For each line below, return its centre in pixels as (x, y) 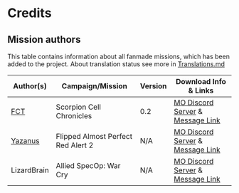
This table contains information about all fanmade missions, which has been (118, 56)
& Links (201, 90)
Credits (30, 13)
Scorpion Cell (79, 107)
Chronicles (74, 116)
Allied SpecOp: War (88, 166)
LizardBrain (30, 170)
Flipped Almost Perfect (94, 136)
